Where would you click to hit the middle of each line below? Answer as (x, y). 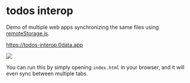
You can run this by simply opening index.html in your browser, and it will (95, 67)
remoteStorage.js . (28, 33)
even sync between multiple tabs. (47, 73)
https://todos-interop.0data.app (45, 45)
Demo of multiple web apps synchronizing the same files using (83, 27)
